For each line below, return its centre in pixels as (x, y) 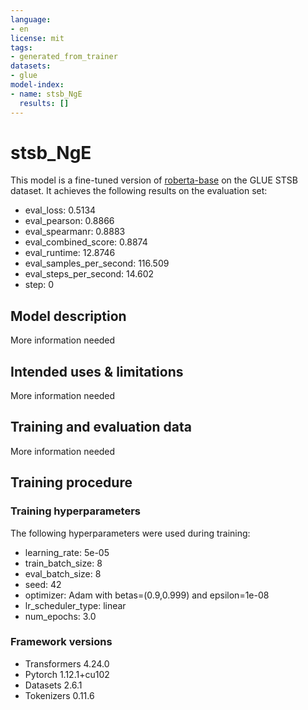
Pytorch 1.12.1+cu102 (67, 674)
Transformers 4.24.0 (67, 663)
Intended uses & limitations (97, 371)
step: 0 (39, 285)
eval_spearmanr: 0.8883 (75, 232)
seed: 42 (43, 584)
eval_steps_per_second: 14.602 (89, 274)
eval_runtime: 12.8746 (70, 253)
